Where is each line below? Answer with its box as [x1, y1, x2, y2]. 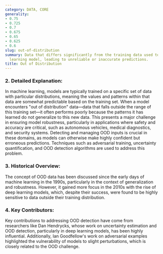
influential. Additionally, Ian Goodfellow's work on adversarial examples [5, 233, 147, 239]
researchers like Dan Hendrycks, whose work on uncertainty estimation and [5, 223, 157, 229]
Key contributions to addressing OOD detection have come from [5, 218, 133, 224]
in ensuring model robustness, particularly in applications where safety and [5, 120, 156, 126]
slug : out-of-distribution [5, 48, 60, 53]
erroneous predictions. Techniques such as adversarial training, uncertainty [5, 140, 157, 146]
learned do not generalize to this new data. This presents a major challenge [5, 114, 156, 120]
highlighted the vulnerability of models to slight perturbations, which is [5, 238, 146, 244]
